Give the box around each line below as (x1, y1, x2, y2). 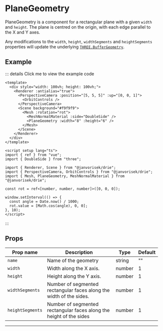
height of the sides (47, 313, 90, 319)
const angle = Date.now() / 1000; (9, 199, 79, 204)
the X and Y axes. (5, 29, 40, 35)
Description (65, 248, 93, 255)
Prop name (12, 248, 38, 255)
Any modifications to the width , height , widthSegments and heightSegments (5, 38, 153, 44)
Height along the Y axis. (47, 273, 101, 280)
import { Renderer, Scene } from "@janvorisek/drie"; (5, 165, 116, 170)
